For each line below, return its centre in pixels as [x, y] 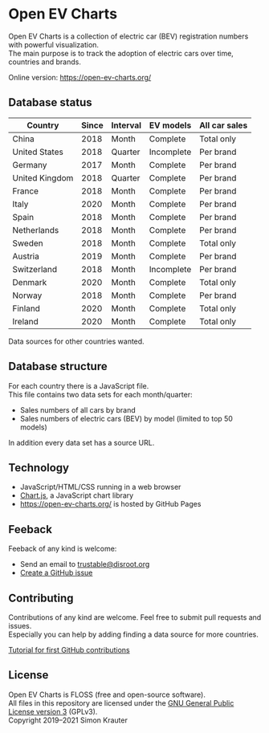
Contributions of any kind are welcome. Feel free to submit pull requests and [135, 617]
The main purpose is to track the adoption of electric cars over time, [121, 53]
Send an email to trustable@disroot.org [85, 564]
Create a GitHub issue [56, 573]
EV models [170, 125]
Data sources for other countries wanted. [76, 341]
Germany [30, 165]
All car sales [224, 125]
